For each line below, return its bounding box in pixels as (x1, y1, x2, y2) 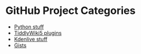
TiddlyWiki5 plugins (13, 29, 62, 36)
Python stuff (13, 23, 44, 30)
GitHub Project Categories (5, 4, 136, 17)
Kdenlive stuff (13, 35, 48, 42)
